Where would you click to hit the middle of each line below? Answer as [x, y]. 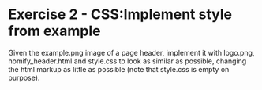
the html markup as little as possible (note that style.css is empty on [119, 69]
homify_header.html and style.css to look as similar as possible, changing [127, 61]
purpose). [24, 77]
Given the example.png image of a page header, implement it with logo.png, [131, 52]
